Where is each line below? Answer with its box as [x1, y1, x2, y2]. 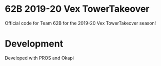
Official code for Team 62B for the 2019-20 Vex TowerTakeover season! [5, 20, 156, 26]
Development [5, 38, 64, 50]
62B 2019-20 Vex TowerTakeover [5, 3, 150, 15]
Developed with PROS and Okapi [5, 55, 74, 61]
